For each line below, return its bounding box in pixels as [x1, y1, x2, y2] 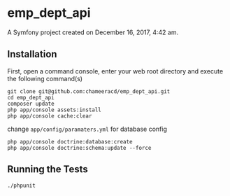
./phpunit [7, 182, 36, 189]
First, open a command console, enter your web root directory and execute [7, 66, 224, 75]
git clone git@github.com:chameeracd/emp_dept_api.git [7, 87, 171, 95]
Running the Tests [7, 163, 89, 176]
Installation [7, 48, 57, 60]
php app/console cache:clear [7, 112, 92, 120]
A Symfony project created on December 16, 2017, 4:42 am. [7, 28, 179, 36]
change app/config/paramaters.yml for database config [7, 125, 168, 133]
